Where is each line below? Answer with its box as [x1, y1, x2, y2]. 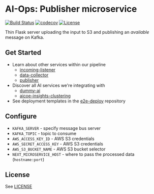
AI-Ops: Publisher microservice [5, 3, 137, 15]
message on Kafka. [5, 34, 44, 40]
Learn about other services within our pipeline [12, 61, 106, 67]
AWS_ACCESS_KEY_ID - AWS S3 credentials [12, 136, 94, 142]
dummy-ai [19, 87, 40, 94]
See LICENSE [5, 184, 32, 190]
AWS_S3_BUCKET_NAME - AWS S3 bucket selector [12, 146, 106, 152]
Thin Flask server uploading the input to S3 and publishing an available [5, 29, 149, 35]
